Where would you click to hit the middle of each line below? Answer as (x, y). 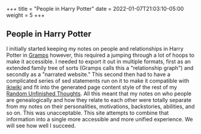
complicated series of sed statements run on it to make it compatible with (98, 80)
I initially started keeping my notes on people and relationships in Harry (95, 48)
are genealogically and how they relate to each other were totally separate (99, 100)
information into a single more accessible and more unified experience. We (100, 119)
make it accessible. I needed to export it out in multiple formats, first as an (99, 61)
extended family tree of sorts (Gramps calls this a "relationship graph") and (100, 68)
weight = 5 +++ (26, 15)
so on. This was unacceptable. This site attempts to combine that (87, 113)
